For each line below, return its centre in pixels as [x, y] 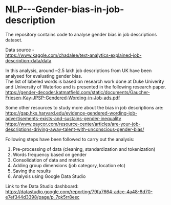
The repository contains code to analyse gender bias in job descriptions [81, 34]
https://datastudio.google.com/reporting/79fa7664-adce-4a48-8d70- [79, 191]
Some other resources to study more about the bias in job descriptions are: [84, 107]
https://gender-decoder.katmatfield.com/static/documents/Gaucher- [78, 92]
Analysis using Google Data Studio [49, 176]
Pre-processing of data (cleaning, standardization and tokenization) [84, 149]
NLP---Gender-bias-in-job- [65, 9]
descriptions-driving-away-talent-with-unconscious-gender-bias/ [75, 129]
